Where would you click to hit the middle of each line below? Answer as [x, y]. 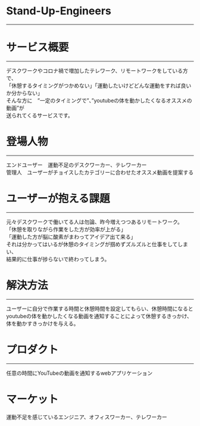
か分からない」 [24, 93]
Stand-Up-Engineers [59, 11]
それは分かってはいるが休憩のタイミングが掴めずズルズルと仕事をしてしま [97, 244]
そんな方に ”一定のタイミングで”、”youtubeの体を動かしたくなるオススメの [99, 100]
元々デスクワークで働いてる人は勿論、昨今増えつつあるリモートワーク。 [95, 222]
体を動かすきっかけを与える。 [43, 324]
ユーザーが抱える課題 [58, 198]
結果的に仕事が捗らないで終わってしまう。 [58, 259]
